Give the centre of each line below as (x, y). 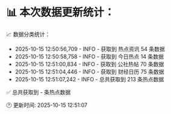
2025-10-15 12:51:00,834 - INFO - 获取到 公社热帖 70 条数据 (89, 64)
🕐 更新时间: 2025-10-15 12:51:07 (47, 105)
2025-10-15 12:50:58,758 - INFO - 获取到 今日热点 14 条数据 (89, 56)
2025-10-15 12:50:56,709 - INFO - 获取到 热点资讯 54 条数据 (90, 49)
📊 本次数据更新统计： (60, 12)
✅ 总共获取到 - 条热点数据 (39, 92)
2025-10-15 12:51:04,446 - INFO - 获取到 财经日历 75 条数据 (89, 72)
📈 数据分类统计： (28, 34)
